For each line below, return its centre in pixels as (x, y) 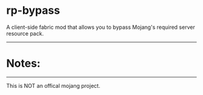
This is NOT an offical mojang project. (53, 85)
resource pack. (25, 33)
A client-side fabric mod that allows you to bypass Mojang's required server (101, 27)
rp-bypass (33, 11)
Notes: (24, 63)
